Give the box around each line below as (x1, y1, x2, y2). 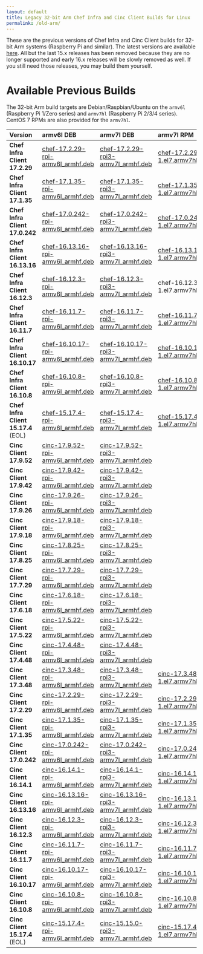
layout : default (6, 8, 47, 15)
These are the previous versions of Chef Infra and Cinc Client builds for (6, 37, 184, 44)
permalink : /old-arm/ (6, 20, 61, 26)
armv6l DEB (42, 131, 77, 139)
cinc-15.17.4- (42, 919, 85, 927)
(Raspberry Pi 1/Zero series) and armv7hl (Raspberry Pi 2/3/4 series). (6, 110, 178, 117)
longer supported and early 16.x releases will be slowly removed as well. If (6, 56, 192, 64)
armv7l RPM (158, 131, 195, 139)
